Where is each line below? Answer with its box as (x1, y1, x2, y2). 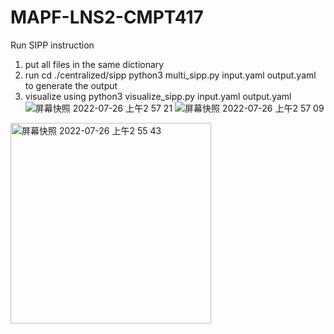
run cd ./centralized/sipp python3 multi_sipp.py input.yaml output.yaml (24, 69, 317, 81)
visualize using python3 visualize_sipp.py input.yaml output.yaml (24, 90, 292, 102)
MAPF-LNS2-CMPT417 (10, 6, 204, 29)
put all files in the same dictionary (24, 58, 165, 70)
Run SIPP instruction (10, 39, 95, 51)
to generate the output (24, 79, 118, 91)
